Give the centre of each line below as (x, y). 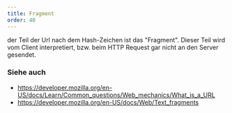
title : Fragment (31, 14)
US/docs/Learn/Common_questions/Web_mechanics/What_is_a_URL (116, 95)
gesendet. (22, 54)
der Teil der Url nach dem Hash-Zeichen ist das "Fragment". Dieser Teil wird (116, 40)
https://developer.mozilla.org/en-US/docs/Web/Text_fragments (108, 102)
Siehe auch (27, 72)
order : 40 (22, 20)
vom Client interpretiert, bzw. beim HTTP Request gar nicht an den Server (113, 47)
